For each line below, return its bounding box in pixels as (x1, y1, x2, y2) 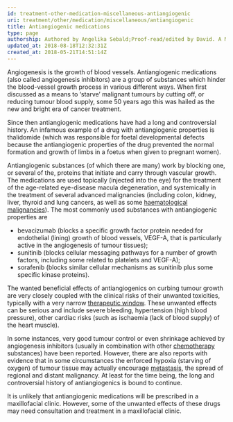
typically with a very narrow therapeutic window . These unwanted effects (7, 298, 217, 307)
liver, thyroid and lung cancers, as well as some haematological (7, 198, 188, 206)
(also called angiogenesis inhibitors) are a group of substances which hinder (7, 75, 226, 83)
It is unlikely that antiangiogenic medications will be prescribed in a (7, 391, 199, 400)
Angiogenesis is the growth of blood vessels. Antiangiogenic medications (7, 67, 217, 76)
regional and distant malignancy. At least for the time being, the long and (7, 371, 215, 379)
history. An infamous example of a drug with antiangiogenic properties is (7, 126, 215, 134)
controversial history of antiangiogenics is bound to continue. (7, 378, 182, 387)
